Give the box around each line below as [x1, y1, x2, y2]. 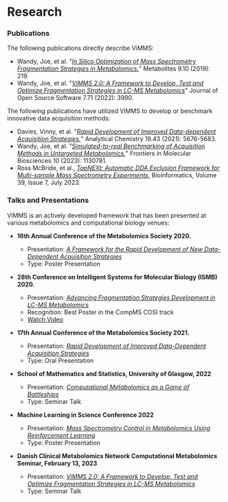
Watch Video [27, 315, 63, 323]
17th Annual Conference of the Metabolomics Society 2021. [16, 328, 190, 336]
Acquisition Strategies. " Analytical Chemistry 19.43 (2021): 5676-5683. [16, 135, 217, 143]
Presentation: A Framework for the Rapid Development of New [27, 244, 203, 253]
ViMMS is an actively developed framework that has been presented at [7, 211, 207, 219]
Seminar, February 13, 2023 [16, 459, 98, 467]
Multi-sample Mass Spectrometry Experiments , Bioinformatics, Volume [16, 171, 217, 179]
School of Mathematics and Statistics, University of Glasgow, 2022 [16, 369, 212, 377]
